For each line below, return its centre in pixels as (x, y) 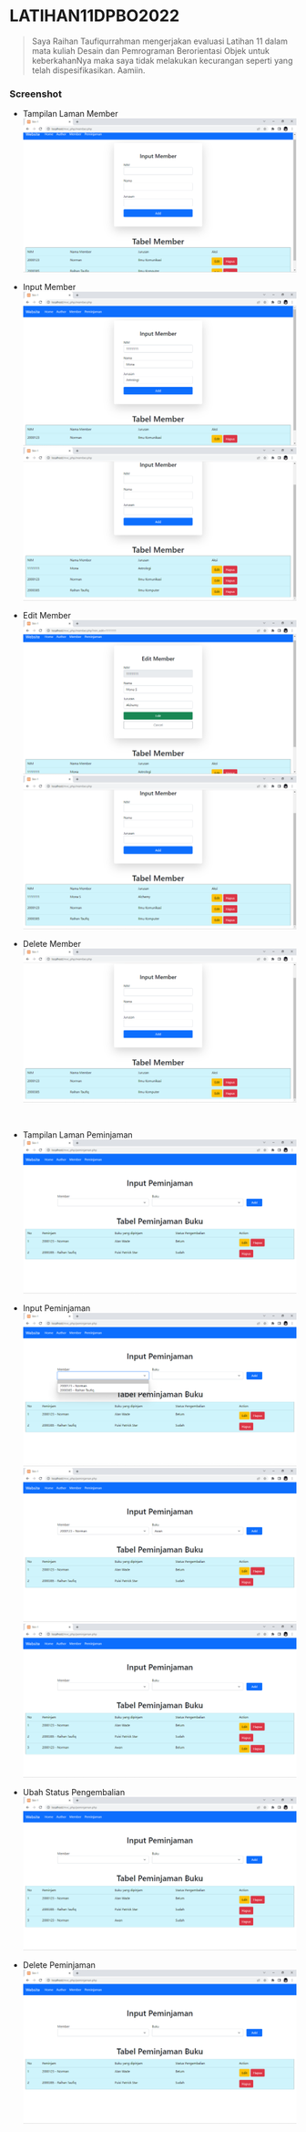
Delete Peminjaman (59, 1965)
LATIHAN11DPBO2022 (95, 16)
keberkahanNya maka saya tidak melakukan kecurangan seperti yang (162, 60)
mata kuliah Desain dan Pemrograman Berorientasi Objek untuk (151, 50)
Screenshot (36, 94)
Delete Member (52, 944)
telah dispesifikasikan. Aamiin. (88, 70)
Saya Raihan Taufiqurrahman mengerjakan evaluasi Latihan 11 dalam (160, 41)
